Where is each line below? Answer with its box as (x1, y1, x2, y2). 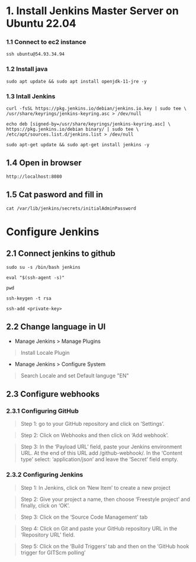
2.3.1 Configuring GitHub (6, 407, 79, 415)
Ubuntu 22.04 (6, 17, 76, 30)
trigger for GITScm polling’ (20, 549, 86, 556)
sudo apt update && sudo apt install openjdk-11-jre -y (6, 78, 147, 84)
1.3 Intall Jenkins (6, 92, 56, 100)
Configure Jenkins (6, 225, 99, 238)
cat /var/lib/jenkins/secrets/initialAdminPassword (6, 205, 136, 211)
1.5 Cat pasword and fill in (6, 190, 104, 200)
